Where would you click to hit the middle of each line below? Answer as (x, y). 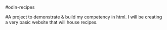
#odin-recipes (20, 7)
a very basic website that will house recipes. (51, 22)
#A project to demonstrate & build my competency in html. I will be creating (84, 17)
